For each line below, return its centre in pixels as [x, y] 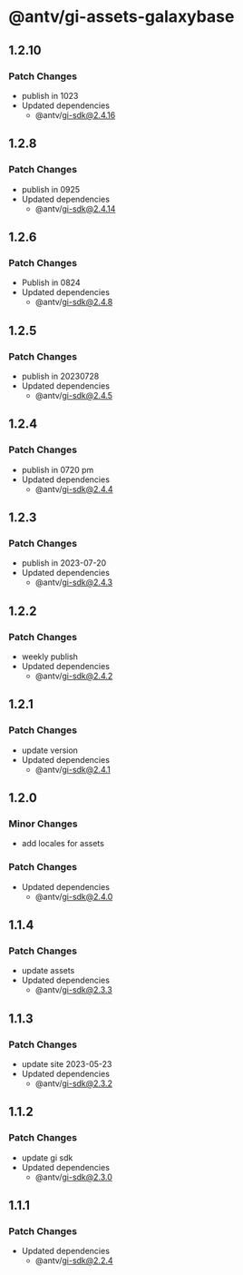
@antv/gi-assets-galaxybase [121, 17]
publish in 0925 [51, 189]
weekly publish [50, 657]
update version [50, 750]
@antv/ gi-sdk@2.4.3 [74, 582]
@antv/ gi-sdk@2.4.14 [75, 208]
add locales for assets [63, 844]
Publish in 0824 [51, 282]
